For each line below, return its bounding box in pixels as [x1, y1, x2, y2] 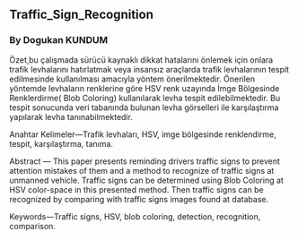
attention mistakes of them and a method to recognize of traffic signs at [9, 165, 275, 176]
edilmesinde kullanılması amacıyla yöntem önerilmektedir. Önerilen [9, 73, 256, 84]
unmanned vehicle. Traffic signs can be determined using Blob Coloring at [9, 175, 285, 185]
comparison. [9, 220, 57, 231]
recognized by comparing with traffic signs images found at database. [9, 193, 269, 204]
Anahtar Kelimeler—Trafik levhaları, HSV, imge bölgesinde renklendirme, [9, 129, 276, 140]
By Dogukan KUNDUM [9, 34, 109, 47]
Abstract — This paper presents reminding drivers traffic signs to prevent [9, 156, 281, 167]
